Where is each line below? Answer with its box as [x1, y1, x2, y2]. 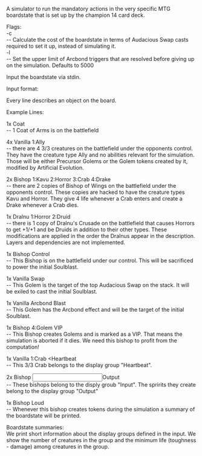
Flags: [6, 24, 22, 30]
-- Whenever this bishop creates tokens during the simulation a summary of [6, 406, 195, 413]
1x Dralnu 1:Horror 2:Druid [6, 213, 71, 220]
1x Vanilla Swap [6, 275, 45, 282]
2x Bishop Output [6, 374, 120, 381]
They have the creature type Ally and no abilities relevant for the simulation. [6, 151, 195, 158]
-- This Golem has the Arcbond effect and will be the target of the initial [6, 306, 184, 313]
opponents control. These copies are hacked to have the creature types [6, 188, 185, 196]
